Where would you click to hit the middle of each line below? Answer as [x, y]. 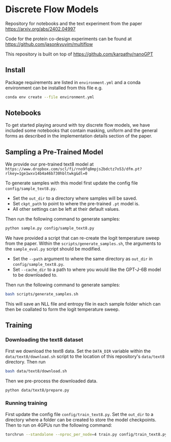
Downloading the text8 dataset [44, 340]
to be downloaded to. [35, 275]
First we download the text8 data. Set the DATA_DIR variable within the [78, 351]
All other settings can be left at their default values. [66, 209]
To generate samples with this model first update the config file [72, 183]
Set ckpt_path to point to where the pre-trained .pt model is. [76, 204]
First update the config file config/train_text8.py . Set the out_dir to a [79, 414]
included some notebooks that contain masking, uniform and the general [81, 130]
